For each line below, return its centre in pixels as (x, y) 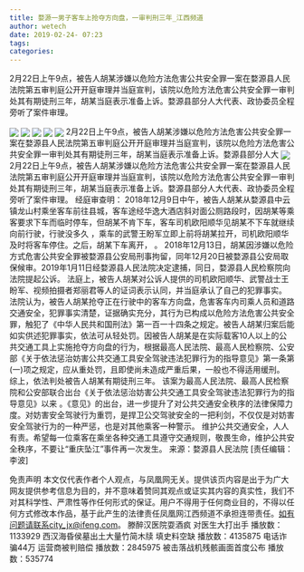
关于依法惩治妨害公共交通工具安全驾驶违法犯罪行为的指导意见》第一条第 (160, 358)
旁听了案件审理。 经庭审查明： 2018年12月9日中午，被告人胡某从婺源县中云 (150, 199)
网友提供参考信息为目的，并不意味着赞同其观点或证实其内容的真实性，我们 (148, 491)
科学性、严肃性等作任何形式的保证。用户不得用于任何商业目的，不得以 (156, 502)
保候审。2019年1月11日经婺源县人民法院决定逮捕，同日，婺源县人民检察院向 (150, 267)
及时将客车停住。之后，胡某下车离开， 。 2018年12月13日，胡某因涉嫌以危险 (152, 245)
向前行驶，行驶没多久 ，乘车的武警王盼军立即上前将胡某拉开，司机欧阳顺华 (149, 234)
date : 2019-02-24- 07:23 (56, 34)
